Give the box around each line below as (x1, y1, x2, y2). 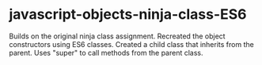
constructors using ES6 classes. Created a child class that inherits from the (9, 39, 254, 49)
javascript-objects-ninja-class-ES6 (9, 5, 248, 23)
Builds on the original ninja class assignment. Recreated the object (9, 31, 226, 41)
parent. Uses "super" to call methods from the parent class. (9, 48, 204, 57)
